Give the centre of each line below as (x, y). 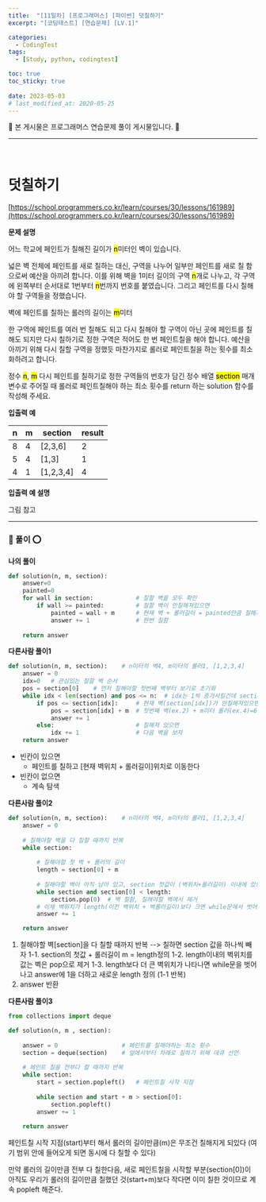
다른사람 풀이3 (30, 1001)
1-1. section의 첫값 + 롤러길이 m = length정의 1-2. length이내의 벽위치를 (141, 955)
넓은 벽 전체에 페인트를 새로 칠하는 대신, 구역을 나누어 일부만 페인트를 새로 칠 (126, 266)
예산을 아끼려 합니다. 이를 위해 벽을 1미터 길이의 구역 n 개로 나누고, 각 (135, 276)
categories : (28, 37)
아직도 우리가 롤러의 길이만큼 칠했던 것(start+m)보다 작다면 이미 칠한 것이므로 (128, 1180)
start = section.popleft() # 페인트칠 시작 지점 (115, 1082)
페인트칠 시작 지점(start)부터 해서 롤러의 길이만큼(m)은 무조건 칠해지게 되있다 (127, 1143)
